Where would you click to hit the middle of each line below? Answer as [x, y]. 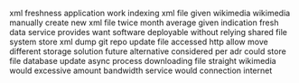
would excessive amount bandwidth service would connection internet [141, 70]
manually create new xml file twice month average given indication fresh [144, 23]
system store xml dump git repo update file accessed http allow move [139, 41]
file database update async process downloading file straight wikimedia [143, 61]
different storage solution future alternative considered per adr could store [148, 51]
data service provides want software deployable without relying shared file [148, 32]
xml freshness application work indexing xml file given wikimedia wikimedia [150, 13]
